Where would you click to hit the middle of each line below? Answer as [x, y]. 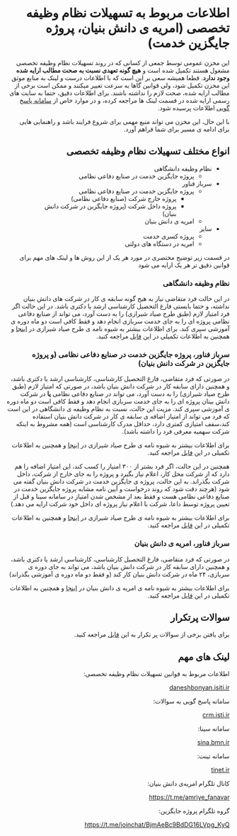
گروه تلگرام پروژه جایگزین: [194, 811]
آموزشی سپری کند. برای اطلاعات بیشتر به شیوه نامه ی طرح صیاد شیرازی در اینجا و [120, 329]
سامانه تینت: [213, 756]
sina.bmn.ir [213, 743]
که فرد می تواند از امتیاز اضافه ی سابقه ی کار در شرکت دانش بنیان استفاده [131, 416]
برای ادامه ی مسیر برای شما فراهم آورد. [177, 129]
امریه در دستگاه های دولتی [160, 244]
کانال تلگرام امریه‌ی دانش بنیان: [189, 784]
